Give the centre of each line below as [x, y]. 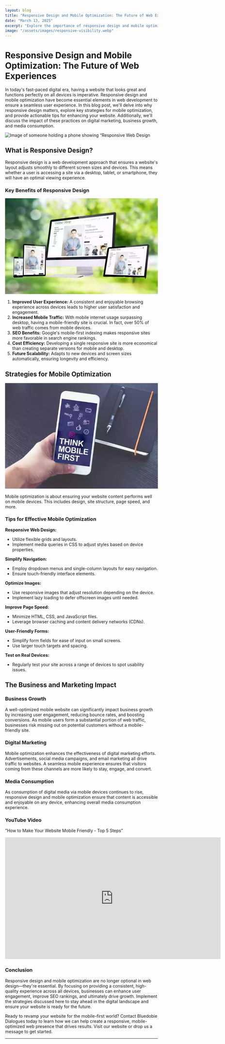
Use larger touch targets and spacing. [50, 646]
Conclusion [19, 970]
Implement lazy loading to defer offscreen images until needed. [75, 597]
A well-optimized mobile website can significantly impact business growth [79, 709]
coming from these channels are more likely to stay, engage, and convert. [79, 769]
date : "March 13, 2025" [29, 20]
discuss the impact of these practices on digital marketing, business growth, [81, 121]
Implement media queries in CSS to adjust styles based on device [78, 544]
